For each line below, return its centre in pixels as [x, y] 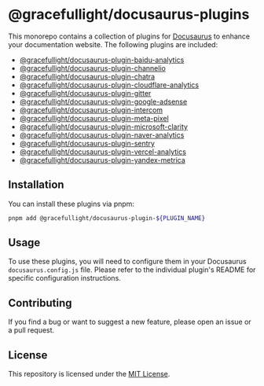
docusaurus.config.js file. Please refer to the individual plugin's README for [132, 270]
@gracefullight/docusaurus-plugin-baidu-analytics [102, 60]
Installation [36, 185]
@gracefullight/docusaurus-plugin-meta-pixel [94, 118]
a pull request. [31, 330]
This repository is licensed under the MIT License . [89, 374]
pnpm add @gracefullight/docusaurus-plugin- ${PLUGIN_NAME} [107, 218]
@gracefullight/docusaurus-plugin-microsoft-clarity [104, 127]
